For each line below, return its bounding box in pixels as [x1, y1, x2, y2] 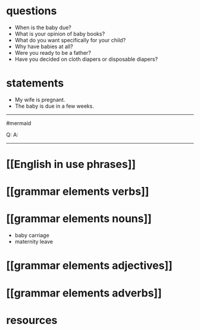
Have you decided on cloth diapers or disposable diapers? [14, 55, 158, 63]
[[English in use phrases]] [6, 158, 136, 171]
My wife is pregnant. [14, 96, 65, 103]
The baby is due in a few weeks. [14, 102, 94, 110]
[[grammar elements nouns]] [6, 212, 152, 226]
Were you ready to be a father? [14, 49, 91, 56]
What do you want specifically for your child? [14, 36, 126, 43]
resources [6, 313, 58, 327]
